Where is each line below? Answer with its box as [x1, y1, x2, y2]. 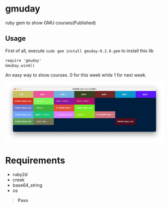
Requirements [5, 155, 65, 166]
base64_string [12, 182, 43, 188]
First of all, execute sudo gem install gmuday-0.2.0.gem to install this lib [5, 47, 154, 53]
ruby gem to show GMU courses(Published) [5, 20, 97, 26]
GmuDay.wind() [5, 63, 35, 68]
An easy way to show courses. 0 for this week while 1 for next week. [5, 72, 147, 78]
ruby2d [12, 172, 28, 178]
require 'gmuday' [5, 58, 42, 63]
